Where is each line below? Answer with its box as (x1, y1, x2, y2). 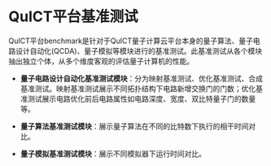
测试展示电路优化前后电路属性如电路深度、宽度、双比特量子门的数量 (27, 94, 256, 103)
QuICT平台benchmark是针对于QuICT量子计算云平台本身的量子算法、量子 (8, 36, 254, 46)
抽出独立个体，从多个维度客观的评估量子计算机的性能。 (8, 56, 194, 66)
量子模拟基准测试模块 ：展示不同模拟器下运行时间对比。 (20, 148, 206, 159)
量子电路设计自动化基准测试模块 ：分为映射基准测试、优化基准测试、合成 (20, 73, 263, 83)
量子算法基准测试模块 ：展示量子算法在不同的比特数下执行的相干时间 (20, 121, 249, 131)
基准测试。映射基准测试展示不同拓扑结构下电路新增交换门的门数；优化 (20, 83, 256, 94)
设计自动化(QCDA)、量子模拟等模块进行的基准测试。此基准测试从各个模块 (15, 46, 263, 55)
